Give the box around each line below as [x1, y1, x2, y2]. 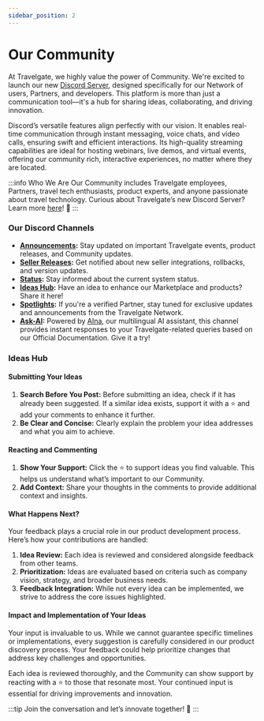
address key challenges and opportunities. [8, 653, 147, 663]
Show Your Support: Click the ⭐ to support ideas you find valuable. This [19, 463, 255, 472]
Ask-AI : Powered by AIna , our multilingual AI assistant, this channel [19, 316, 239, 325]
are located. [8, 163, 47, 172]
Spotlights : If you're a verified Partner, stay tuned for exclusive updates [19, 299, 254, 309]
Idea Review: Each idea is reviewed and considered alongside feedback [19, 550, 255, 560]
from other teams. [19, 558, 79, 569]
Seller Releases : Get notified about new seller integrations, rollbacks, [19, 257, 246, 267]
